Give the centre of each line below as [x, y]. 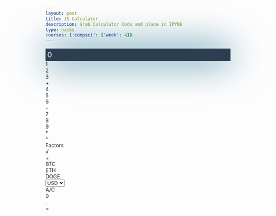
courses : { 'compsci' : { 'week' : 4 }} [89, 35]
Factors [55, 146]
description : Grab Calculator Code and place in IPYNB [114, 24]
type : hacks [60, 30]
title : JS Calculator [72, 19]
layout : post [61, 13]
